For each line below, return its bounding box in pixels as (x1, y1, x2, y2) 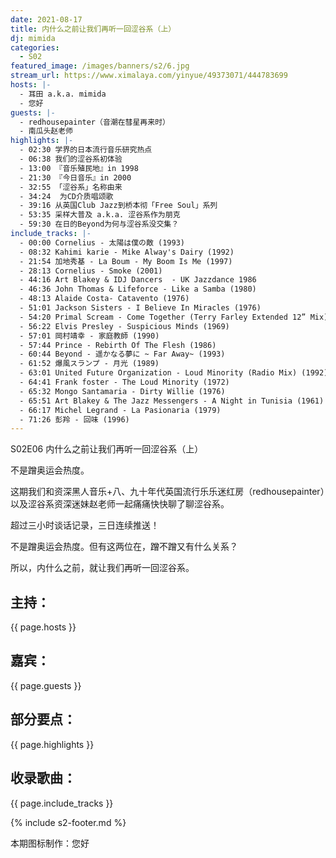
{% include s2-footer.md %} (10, 816, 127, 828)
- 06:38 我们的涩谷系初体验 (19, 154, 123, 164)
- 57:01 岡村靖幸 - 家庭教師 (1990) (19, 331, 160, 341)
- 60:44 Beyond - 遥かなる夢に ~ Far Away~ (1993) (19, 349, 226, 360)
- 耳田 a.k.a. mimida (19, 89, 107, 99)
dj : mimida (10, 33, 56, 43)
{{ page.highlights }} (10, 738, 95, 750)
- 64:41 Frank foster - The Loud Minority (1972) (19, 377, 230, 387)
